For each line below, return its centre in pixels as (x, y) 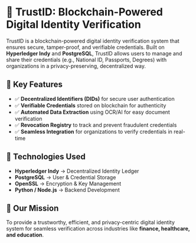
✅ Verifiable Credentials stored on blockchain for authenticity (90, 105)
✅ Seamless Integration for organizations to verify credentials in (94, 132)
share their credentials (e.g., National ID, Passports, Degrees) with (86, 60)
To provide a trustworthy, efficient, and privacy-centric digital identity (91, 222)
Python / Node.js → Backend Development (67, 190)
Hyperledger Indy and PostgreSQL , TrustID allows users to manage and (94, 53)
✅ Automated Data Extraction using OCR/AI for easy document (92, 112)
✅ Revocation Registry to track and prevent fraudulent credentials (96, 125)
